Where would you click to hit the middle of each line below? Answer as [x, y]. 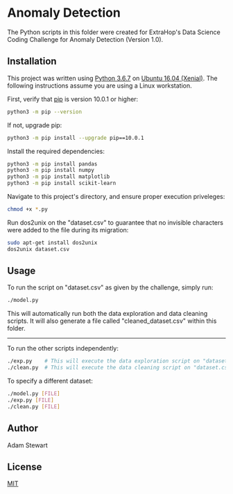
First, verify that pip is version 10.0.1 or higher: [73, 99]
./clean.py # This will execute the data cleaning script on [99, 368]
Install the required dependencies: [56, 151]
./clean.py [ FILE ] [34, 406]
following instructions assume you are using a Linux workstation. [100, 86]
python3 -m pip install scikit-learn [62, 183]
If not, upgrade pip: [35, 125]
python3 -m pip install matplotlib [59, 177]
